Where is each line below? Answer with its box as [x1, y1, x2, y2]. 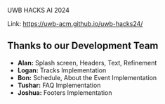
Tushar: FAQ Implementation [17, 81, 101, 89]
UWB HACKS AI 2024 [7, 6, 70, 14]
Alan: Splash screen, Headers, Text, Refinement [17, 58, 157, 67]
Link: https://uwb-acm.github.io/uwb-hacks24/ [7, 20, 143, 27]
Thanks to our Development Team [7, 40, 159, 52]
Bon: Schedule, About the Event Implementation [17, 73, 157, 82]
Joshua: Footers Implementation [17, 88, 112, 97]
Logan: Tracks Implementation [17, 66, 107, 74]
